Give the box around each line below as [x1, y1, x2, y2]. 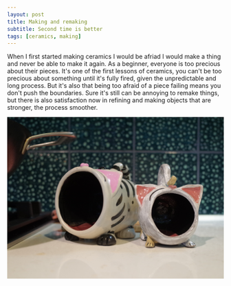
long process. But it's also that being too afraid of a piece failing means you [7, 82, 221, 90]
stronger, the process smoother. [7, 104, 98, 112]
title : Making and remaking [7, 18, 88, 25]
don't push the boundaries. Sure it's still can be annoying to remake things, [7, 89, 220, 97]
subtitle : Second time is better [7, 25, 103, 32]
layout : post [7, 11, 45, 18]
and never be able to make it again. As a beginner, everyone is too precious [7, 60, 221, 68]
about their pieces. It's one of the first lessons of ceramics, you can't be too [7, 67, 222, 75]
